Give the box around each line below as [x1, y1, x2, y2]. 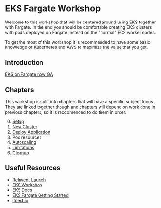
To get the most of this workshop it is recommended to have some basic [5, 39, 150, 45]
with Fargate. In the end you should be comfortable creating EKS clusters [5, 24, 152, 30]
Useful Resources [5, 163, 60, 172]
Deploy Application [12, 129, 51, 135]
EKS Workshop [12, 182, 42, 188]
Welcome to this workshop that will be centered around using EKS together [5, 19, 156, 25]
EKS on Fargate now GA [5, 71, 53, 77]
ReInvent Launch [12, 177, 46, 183]
